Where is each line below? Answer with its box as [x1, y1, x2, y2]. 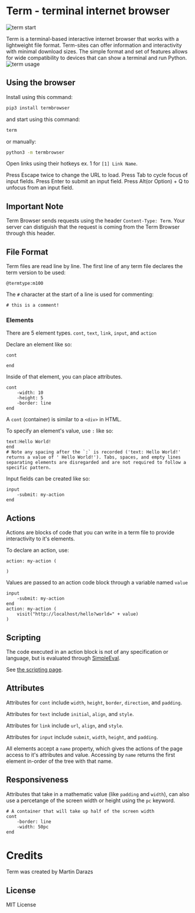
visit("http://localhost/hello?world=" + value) [17, 611, 139, 618]
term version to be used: [6, 269, 66, 276]
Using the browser [6, 78, 76, 88]
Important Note [6, 201, 64, 211]
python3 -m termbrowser [6, 149, 65, 155]
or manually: [6, 138, 37, 145]
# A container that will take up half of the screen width [6, 808, 155, 814]
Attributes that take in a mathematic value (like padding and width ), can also [6, 790, 190, 797]
